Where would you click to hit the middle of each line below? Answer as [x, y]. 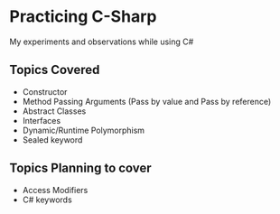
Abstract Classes [54, 111]
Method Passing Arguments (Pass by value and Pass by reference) [147, 101]
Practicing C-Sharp [83, 17]
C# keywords [47, 200]
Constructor [45, 91]
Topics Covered [55, 70]
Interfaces [42, 120]
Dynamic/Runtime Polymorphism [84, 130]
